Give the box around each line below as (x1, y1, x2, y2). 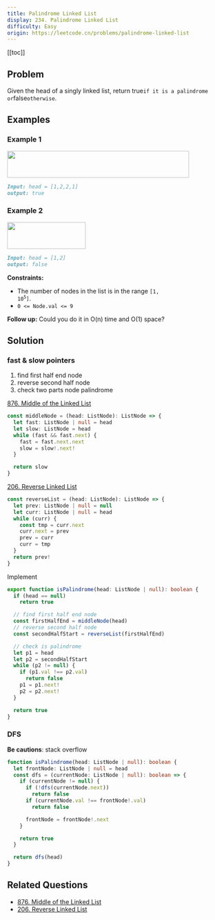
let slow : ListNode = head (13, 425, 91, 432)
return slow (13, 463, 48, 470)
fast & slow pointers (7, 355, 76, 365)
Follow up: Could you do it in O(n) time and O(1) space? (7, 315, 165, 323)
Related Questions (7, 879, 88, 891)
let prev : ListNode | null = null (13, 502, 112, 509)
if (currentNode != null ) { (19, 778, 100, 785)
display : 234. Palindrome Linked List (7, 17, 119, 23)
